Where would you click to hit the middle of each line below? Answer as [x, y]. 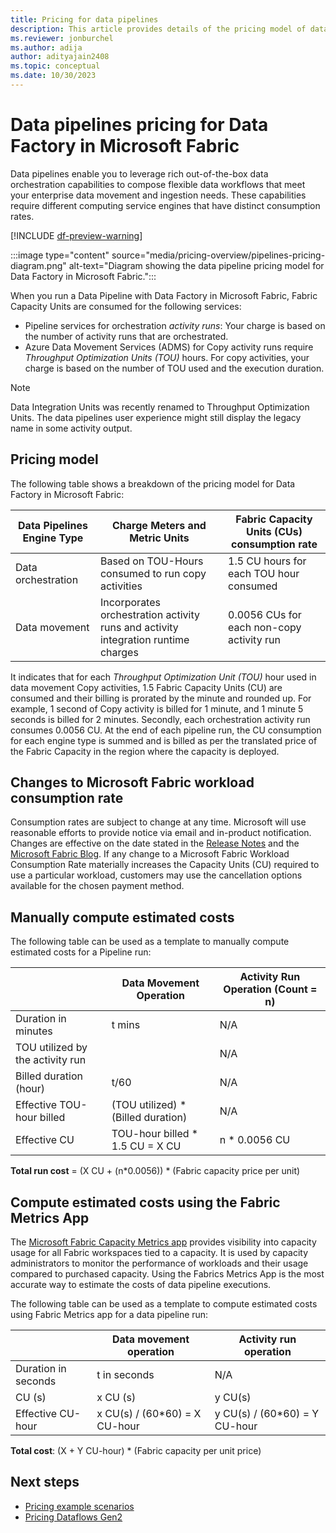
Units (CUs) [274, 531]
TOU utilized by [51, 1048]
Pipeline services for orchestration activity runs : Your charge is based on [175, 325]
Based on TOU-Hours [151, 561]
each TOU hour [264, 573]
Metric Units [159, 538]
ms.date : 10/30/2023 [53, 76]
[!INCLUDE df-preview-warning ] [76, 235]
